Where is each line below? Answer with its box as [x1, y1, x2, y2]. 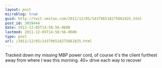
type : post [5, 34, 27, 39]
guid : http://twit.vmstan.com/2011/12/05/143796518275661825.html [5, 16, 142, 21]
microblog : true [5, 12, 38, 17]
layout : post [5, 7, 32, 12]
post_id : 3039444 [5, 20, 40, 26]
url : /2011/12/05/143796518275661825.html [5, 39, 92, 44]
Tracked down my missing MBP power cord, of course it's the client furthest [5, 52, 158, 58]
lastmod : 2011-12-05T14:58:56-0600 [5, 30, 77, 34]
